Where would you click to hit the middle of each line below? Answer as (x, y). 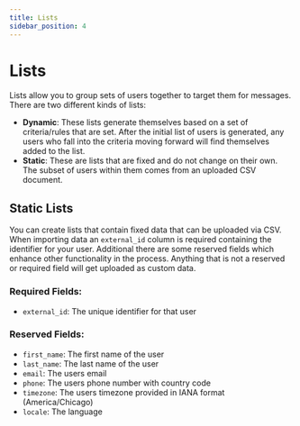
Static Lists (41, 208)
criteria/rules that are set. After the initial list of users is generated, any (153, 132)
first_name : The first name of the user (93, 354)
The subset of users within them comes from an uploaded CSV (139, 170)
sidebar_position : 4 (48, 26)
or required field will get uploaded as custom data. (103, 268)
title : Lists (34, 18)
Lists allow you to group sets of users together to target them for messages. (150, 95)
